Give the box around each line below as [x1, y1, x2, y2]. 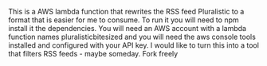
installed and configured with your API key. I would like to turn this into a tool [8, 41, 259, 50]
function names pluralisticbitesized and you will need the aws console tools [8, 32, 257, 41]
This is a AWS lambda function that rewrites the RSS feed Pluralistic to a [8, 7, 245, 16]
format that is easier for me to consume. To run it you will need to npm [8, 15, 239, 25]
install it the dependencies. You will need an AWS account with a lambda [8, 24, 247, 33]
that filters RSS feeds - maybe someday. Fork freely [8, 49, 179, 58]
